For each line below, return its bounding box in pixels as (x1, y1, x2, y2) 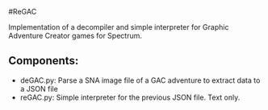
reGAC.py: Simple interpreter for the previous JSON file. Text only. (19, 92, 241, 102)
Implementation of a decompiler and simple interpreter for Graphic (8, 22, 229, 31)
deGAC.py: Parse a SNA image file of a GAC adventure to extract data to (19, 75, 261, 85)
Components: (8, 54, 79, 67)
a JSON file (19, 84, 58, 93)
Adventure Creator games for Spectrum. (8, 31, 143, 40)
